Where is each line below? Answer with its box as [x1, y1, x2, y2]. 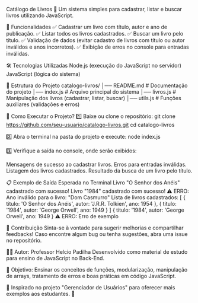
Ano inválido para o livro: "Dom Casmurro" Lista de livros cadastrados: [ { [6, 194, 186, 201]
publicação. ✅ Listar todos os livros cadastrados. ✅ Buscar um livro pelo [6, 30, 184, 37]
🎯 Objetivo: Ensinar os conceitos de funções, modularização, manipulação [6, 266, 188, 273]
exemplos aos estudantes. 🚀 [6, 291, 75, 297]
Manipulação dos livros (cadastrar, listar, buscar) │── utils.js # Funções [6, 95, 182, 101]
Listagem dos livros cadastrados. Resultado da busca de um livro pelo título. [6, 167, 193, 174]
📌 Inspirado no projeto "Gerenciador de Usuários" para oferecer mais [6, 284, 175, 291]
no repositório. [6, 237, 42, 244]
